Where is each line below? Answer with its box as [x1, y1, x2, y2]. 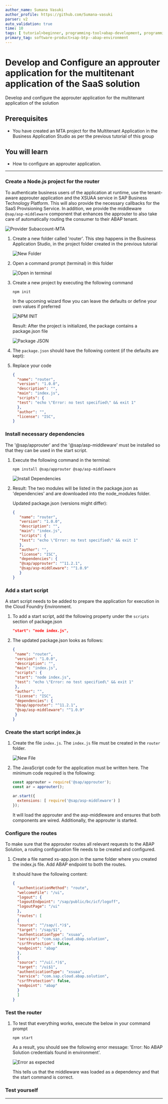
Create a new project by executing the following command [12, 279, 133, 285]
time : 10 [5, 26, 23, 31]
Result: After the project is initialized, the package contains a [12, 322, 137, 328]
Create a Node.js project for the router [5, 178, 100, 185]
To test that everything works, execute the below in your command [12, 1020, 150, 1026]
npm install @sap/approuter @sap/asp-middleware [12, 467, 116, 472]
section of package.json [12, 619, 62, 625]
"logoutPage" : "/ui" [17, 904, 60, 909]
